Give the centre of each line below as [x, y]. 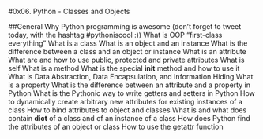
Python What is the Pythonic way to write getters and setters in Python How [131, 93]
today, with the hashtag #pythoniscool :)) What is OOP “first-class [115, 35]
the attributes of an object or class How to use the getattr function [116, 126]
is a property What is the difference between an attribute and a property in [130, 85]
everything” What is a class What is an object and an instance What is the [128, 43]
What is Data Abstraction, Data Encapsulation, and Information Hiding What [131, 77]
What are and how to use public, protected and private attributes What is [126, 60]
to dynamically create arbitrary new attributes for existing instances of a [126, 102]
